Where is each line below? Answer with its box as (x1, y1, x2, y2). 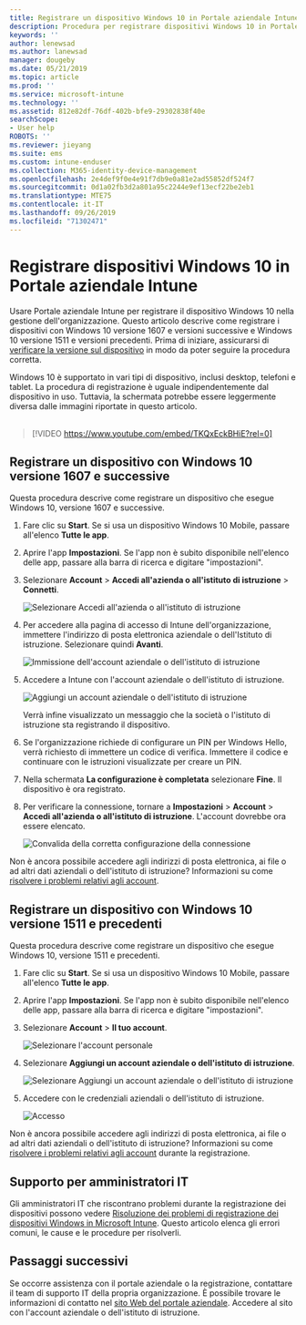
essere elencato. (22, 821, 86, 832)
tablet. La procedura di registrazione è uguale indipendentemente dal (9, 381, 269, 392)
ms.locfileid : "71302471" (9, 216, 107, 226)
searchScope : (9, 115, 59, 124)
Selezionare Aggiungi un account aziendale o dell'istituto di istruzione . (22, 1058, 295, 1069)
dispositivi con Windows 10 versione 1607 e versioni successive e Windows (9, 324, 293, 335)
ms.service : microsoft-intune (9, 89, 125, 98)
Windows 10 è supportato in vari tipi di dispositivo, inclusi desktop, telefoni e (9, 371, 296, 383)
